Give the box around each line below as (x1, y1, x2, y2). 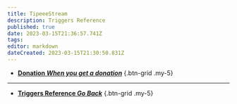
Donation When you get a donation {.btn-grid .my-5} (17, 68, 174, 77)
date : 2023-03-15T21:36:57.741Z (7, 30, 102, 37)
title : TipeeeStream (7, 10, 68, 18)
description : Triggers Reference (7, 17, 106, 24)
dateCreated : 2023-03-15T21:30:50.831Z (7, 50, 125, 57)
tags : (7, 37, 23, 44)
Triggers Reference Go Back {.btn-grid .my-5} (17, 89, 154, 97)
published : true (7, 23, 55, 30)
